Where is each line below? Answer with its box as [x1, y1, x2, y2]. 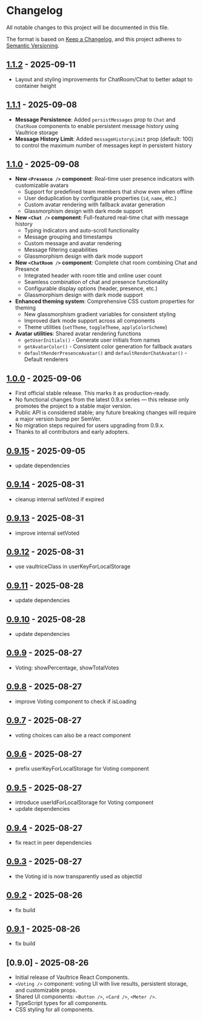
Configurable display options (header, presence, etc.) [24, 285, 158, 292]
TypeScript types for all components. [15, 1000, 108, 1007]
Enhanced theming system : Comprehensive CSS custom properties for [15, 298, 195, 305]
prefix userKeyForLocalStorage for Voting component [15, 765, 150, 773]
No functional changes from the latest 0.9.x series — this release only [15, 396, 190, 404]
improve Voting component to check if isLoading [15, 697, 137, 705]
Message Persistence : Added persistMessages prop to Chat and [15, 116, 176, 123]
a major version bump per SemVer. [15, 415, 102, 422]
